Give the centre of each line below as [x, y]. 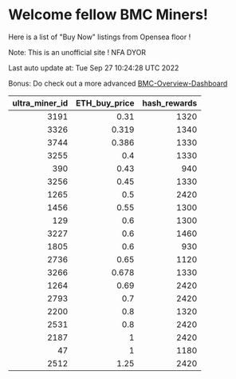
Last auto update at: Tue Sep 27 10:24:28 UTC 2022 [94, 68]
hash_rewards [170, 103]
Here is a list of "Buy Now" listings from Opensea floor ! [100, 37]
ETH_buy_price [105, 103]
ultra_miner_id [40, 103]
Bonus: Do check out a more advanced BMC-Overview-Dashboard [118, 83]
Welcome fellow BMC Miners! [108, 15]
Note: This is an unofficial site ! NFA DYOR [77, 52]
